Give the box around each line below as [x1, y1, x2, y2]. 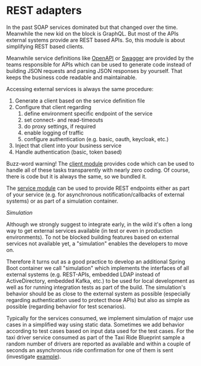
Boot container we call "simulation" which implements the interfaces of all [6, 264, 190, 271]
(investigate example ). [6, 353, 61, 360]
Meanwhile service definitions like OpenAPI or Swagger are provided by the [6, 54, 194, 62]
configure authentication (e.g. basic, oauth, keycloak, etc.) [23, 135, 169, 142]
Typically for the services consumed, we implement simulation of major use [6, 314, 194, 321]
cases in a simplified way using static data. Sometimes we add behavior [6, 321, 185, 328]
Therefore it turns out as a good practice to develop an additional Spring [6, 257, 185, 265]
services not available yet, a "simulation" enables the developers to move [6, 239, 188, 247]
